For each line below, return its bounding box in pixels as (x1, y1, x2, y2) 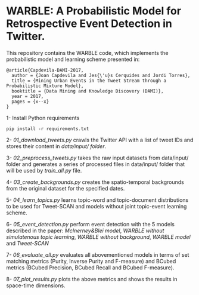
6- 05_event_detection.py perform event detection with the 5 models (6, 220, 175, 228)
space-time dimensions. (6, 282, 66, 289)
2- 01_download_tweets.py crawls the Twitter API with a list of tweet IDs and (6, 136, 194, 143)
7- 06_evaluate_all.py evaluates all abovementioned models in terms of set (6, 251, 189, 258)
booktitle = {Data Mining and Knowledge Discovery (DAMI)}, (11, 88, 164, 94)
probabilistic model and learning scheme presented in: (6, 56, 140, 63)
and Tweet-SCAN (6, 239, 49, 247)
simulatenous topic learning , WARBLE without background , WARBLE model (6, 233, 191, 240)
